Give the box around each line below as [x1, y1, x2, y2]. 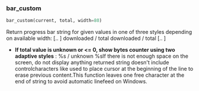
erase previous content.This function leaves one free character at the [14, 71, 185, 79]
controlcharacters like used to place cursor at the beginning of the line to [14, 65, 194, 73]
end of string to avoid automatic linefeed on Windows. [14, 78, 147, 85]
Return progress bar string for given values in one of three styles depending [6, 29, 192, 36]
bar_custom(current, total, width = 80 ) [6, 18, 102, 24]
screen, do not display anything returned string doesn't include [14, 59, 169, 66]
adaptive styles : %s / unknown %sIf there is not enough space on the [14, 52, 189, 60]
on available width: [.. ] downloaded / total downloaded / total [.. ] [6, 34, 166, 42]
